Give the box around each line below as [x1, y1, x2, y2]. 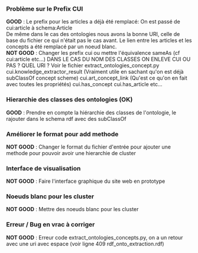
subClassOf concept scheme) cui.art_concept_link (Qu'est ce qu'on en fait [6, 74, 187, 81]
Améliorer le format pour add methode [6, 130, 119, 138]
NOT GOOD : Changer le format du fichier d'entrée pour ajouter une [6, 143, 171, 150]
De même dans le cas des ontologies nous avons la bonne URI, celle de [6, 31, 180, 38]
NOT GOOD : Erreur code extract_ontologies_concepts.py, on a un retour [6, 234, 183, 241]
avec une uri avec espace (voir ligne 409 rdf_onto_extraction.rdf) [6, 240, 164, 247]
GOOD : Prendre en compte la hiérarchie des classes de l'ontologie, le [6, 109, 176, 116]
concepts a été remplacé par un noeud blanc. [6, 43, 117, 50]
